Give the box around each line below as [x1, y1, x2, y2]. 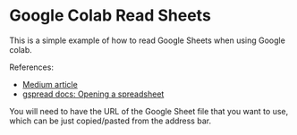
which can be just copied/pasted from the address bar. [9, 115, 212, 126]
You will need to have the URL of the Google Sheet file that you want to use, [9, 105, 289, 116]
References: [9, 62, 54, 72]
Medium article [21, 79, 78, 89]
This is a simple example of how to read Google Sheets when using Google [9, 35, 286, 46]
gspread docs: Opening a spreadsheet [21, 89, 165, 99]
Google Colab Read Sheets [9, 5, 212, 26]
